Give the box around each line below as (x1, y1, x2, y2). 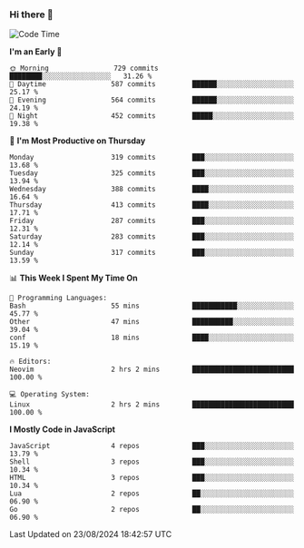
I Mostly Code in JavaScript (9, 424, 116, 435)
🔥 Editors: (9, 357, 52, 367)
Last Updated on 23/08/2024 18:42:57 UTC (9, 529, 172, 540)
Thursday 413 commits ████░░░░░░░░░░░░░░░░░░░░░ (9, 201, 295, 210)
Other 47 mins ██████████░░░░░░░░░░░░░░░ (9, 318, 295, 327)
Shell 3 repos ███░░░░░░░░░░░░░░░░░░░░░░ (9, 457, 295, 466)
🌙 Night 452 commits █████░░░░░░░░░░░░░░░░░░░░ (9, 112, 295, 121)
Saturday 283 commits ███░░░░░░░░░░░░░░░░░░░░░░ (9, 232, 295, 241)
